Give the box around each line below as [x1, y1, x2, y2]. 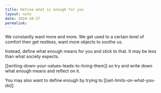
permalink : [5, 20, 27, 26]
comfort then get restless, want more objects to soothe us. [5, 39, 123, 45]
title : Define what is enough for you [5, 7, 84, 12]
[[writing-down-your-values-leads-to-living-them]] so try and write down [5, 63, 153, 69]
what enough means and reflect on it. [5, 68, 80, 74]
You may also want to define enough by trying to [5, 77, 103, 83]
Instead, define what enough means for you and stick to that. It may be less [5, 48, 157, 54]
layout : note [5, 12, 32, 16]
